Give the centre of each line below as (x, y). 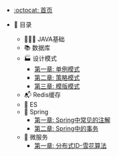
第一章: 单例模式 (57, 69)
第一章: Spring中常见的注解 (72, 120)
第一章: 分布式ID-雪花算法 (70, 145)
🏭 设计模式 (40, 58)
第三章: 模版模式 (57, 86)
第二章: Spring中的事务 (66, 128)
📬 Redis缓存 (42, 95)
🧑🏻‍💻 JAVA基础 (44, 39)
